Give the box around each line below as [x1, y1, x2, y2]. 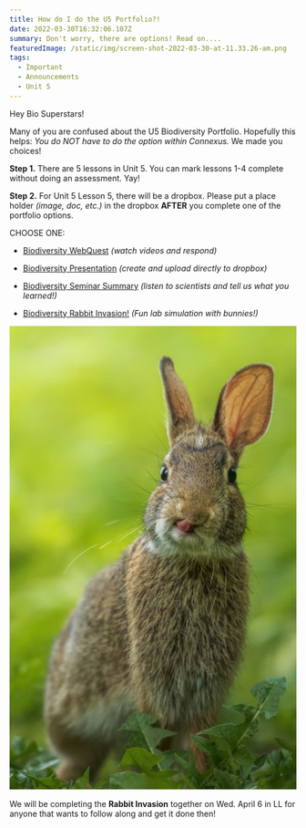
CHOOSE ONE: [9, 227, 66, 238]
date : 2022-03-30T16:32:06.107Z [9, 24, 132, 34]
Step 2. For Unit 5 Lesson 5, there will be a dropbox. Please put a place [9, 190, 276, 201]
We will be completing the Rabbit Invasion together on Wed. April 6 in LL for [9, 798, 296, 809]
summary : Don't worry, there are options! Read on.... [9, 34, 222, 43]
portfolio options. [9, 210, 74, 221]
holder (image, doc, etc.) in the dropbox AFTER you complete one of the [9, 200, 281, 211]
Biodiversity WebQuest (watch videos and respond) [22, 244, 218, 255]
